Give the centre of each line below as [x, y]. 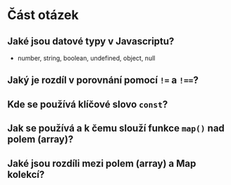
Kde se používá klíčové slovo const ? [88, 104]
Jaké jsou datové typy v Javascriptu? [91, 41]
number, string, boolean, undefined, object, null [86, 58]
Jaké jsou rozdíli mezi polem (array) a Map [102, 163]
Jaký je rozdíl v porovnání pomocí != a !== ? [103, 80]
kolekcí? [26, 174]
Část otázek [43, 15]
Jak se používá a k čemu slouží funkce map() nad [116, 128]
